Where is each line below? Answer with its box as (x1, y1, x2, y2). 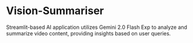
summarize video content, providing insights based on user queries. (6, 29, 171, 37)
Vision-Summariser (6, 4, 104, 18)
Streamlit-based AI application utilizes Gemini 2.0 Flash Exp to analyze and (6, 24, 187, 31)
